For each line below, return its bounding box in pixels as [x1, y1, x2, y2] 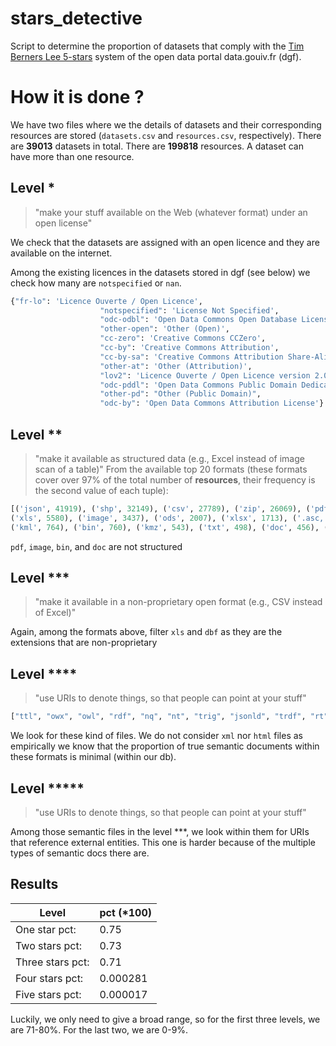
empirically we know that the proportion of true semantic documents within [10, 740, 320, 752]
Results [10, 876, 59, 893]
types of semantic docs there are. [10, 847, 150, 859]
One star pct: [15, 922, 77, 936]
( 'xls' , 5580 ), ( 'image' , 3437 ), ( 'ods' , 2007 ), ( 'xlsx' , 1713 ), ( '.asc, [10, 513, 325, 523]
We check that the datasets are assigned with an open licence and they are [10, 236, 320, 248]
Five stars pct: [15, 987, 82, 1001]
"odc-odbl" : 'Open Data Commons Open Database [99, 315, 298, 325]
